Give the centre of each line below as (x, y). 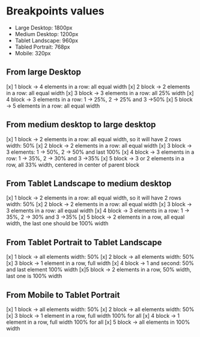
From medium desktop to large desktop (81, 125)
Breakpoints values (56, 11)
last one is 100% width (34, 276)
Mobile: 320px (33, 53)
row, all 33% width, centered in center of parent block (73, 165)
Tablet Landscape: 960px (47, 40)
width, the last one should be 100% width (57, 223)
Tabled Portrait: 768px (42, 47)
